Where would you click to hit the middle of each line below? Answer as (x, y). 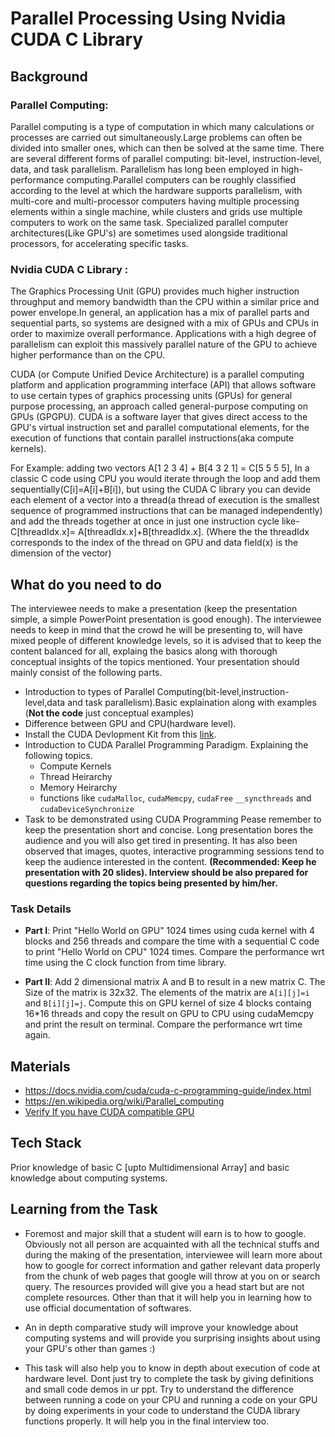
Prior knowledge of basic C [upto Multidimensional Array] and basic (150, 1167)
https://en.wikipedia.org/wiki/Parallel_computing (124, 1101)
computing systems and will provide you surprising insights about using (172, 1338)
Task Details (41, 909)
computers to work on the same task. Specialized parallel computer (149, 222)
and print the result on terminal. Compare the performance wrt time (163, 1024)
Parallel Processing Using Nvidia (148, 18)
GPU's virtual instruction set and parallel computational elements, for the (160, 428)
